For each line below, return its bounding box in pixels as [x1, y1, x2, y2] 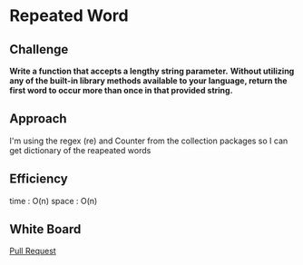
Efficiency [9, 172, 68, 187]
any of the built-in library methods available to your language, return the [9, 75, 288, 86]
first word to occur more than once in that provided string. [9, 85, 233, 95]
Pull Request [9, 246, 56, 257]
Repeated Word [9, 5, 129, 26]
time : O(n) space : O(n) [9, 195, 98, 206]
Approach [9, 111, 67, 127]
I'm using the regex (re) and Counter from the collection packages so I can [9, 135, 288, 146]
